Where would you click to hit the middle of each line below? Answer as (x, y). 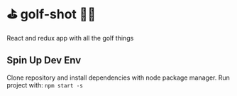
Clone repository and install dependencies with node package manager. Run (118, 78)
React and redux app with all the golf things (70, 38)
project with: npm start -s (45, 85)
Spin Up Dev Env (44, 60)
